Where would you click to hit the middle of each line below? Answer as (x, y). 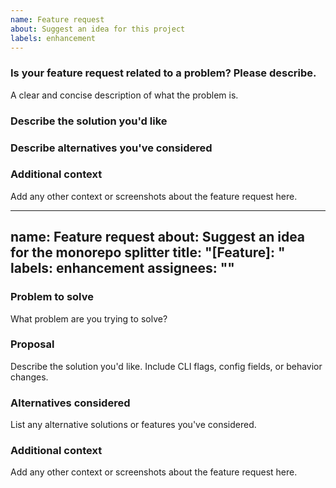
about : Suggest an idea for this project (98, 29)
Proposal (32, 344)
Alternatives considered (70, 403)
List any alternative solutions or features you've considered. (133, 425)
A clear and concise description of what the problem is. (124, 95)
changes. (29, 377)
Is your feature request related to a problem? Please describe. (163, 73)
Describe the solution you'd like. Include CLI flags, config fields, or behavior (166, 366)
